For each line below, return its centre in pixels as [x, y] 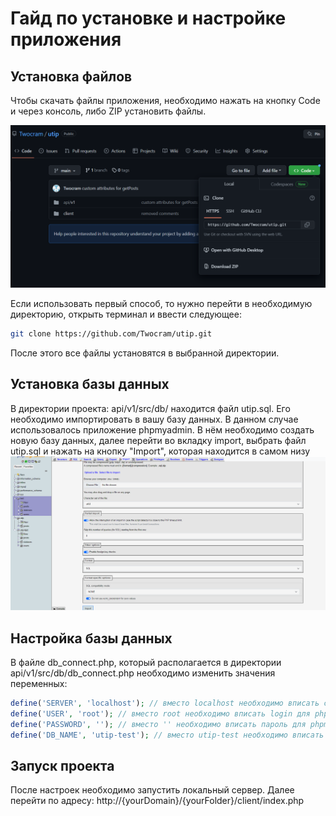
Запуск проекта [62, 765]
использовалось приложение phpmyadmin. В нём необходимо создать [162, 429]
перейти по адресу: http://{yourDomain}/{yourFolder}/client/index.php [157, 801]
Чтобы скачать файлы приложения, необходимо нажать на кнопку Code [165, 100]
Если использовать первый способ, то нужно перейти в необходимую [161, 303]
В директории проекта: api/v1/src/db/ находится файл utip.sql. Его [150, 408]
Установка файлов [71, 76]
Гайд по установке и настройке [148, 18]
